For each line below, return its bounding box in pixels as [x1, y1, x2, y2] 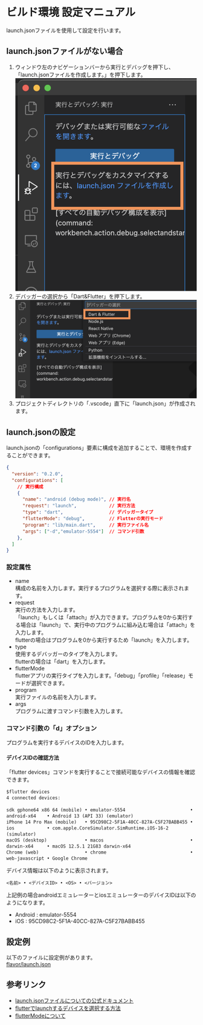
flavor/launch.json [6, 960, 51, 967]
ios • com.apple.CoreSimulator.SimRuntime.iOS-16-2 [6, 825, 169, 831]
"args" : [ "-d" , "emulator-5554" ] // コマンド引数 [22, 528, 144, 535]
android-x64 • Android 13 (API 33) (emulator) [6, 813, 134, 819]
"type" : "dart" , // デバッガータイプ [22, 509, 153, 515]
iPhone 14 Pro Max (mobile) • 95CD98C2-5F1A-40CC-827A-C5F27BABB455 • [6, 819, 193, 825]
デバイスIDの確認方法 [6, 754, 59, 761]
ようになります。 [6, 899, 48, 906]
